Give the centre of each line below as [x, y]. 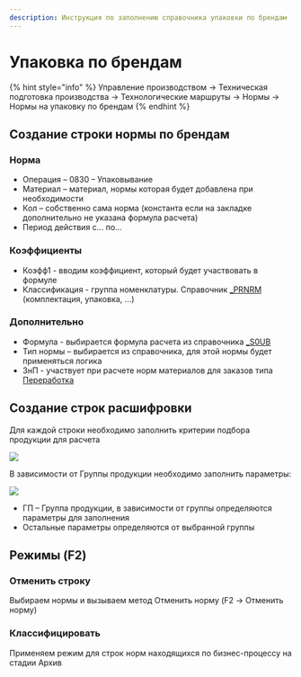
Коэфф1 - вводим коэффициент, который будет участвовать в [140, 270]
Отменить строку [50, 581]
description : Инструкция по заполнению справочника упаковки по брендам [148, 18]
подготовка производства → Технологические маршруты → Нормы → [145, 96]
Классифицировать [55, 633]
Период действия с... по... [72, 227]
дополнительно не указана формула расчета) [110, 218]
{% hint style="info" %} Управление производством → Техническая [138, 87]
